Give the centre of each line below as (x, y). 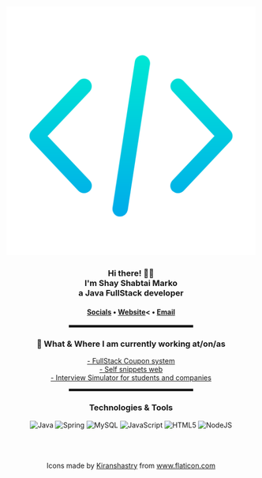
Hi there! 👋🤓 (131, 273)
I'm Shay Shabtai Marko (131, 283)
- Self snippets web (131, 370)
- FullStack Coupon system (131, 361)
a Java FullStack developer (131, 292)
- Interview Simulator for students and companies (131, 378)
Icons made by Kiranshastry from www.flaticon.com (131, 465)
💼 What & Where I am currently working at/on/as (131, 344)
